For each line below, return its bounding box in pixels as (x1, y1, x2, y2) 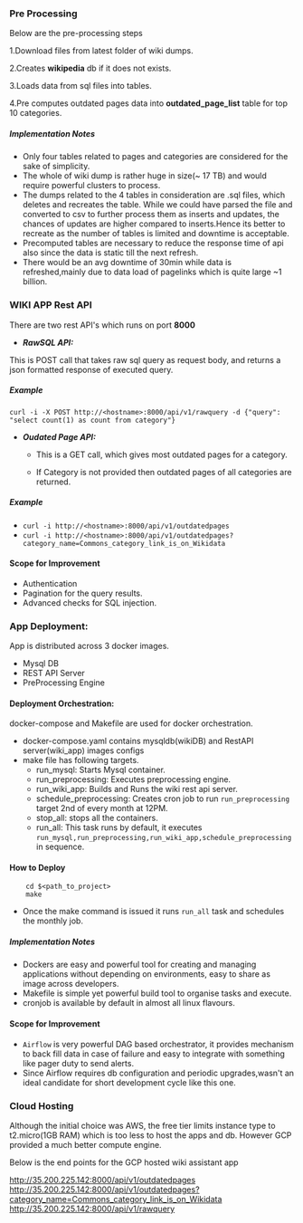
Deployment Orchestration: (9, 698, 115, 709)
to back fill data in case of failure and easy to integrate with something (22, 1048, 285, 1059)
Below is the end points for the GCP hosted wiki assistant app (9, 1157, 239, 1168)
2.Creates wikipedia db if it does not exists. (9, 62, 172, 74)
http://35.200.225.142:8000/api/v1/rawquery (9, 1203, 175, 1214)
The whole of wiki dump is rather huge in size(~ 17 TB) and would (22, 170, 267, 181)
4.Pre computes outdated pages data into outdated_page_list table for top (9, 98, 288, 109)
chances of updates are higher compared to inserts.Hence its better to (22, 218, 286, 229)
